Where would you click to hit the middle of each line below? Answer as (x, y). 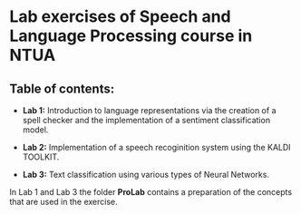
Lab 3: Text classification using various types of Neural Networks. (146, 175)
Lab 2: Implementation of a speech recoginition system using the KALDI (157, 147)
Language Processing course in (131, 36)
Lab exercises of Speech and (120, 17)
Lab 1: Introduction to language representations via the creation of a (149, 110)
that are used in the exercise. (63, 202)
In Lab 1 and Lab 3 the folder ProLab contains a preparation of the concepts (151, 192)
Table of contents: (62, 88)
